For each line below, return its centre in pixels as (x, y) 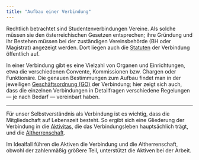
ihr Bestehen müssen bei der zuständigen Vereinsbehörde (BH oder (89, 41)
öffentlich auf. (23, 53)
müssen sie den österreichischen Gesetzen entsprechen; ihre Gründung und (99, 35)
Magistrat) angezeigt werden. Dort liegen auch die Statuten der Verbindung (98, 47)
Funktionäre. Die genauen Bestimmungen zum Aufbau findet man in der (94, 78)
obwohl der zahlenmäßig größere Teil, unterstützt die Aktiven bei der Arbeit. (99, 150)
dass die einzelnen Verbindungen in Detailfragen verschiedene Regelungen (98, 90)
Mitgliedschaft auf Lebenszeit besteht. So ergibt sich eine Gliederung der (95, 120)
